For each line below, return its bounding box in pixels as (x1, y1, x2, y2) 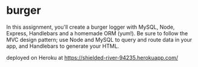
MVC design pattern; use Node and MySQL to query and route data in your (6, 36, 193, 43)
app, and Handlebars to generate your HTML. (6, 42, 120, 50)
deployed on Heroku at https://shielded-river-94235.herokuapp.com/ (6, 54, 179, 61)
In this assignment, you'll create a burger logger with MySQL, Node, (6, 23, 175, 31)
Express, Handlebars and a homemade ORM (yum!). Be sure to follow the (6, 29, 188, 36)
